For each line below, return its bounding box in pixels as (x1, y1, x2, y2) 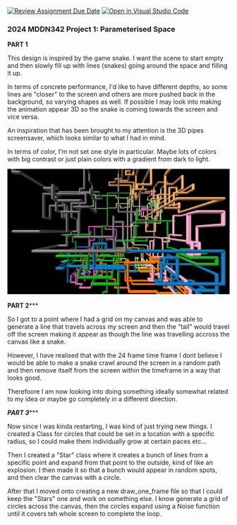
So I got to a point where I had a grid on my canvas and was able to (7, 315, 203, 323)
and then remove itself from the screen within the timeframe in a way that (7, 366, 221, 374)
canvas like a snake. (7, 337, 66, 346)
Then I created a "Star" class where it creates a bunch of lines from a (7, 450, 209, 459)
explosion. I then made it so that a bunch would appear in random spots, (7, 466, 217, 474)
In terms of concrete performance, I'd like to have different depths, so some (7, 83, 228, 91)
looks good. (7, 373, 42, 382)
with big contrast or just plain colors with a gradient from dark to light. (7, 155, 210, 164)
